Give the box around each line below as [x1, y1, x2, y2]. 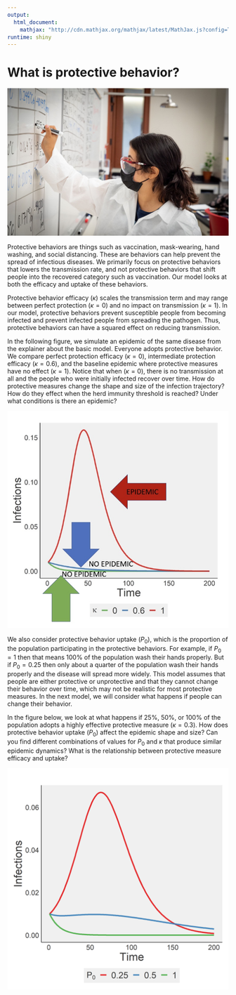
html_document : [13, 18, 58, 26]
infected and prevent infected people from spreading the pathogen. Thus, [7, 316, 221, 324]
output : [7, 11, 30, 18]
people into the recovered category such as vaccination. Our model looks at [7, 272, 227, 281]
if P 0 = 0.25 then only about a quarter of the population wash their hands [7, 661, 219, 671]
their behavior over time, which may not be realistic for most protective [7, 685, 213, 693]
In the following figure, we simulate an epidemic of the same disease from [7, 337, 221, 345]
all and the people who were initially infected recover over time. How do [7, 374, 215, 383]
